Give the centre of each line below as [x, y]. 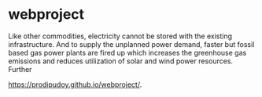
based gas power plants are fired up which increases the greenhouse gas [127, 52]
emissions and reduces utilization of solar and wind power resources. [121, 61]
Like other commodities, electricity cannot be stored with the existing [120, 36]
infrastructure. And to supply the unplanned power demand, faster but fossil [131, 44]
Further [20, 69]
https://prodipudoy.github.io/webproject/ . [75, 84]
